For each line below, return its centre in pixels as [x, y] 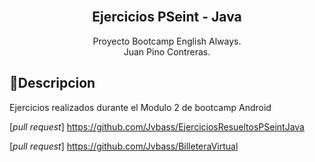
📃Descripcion [52, 83]
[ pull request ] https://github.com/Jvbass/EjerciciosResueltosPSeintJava [157, 126]
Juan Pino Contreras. [167, 51]
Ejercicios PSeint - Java [167, 17]
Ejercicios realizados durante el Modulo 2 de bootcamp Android [140, 107]
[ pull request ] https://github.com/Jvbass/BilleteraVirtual [124, 146]
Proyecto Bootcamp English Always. [167, 41]
